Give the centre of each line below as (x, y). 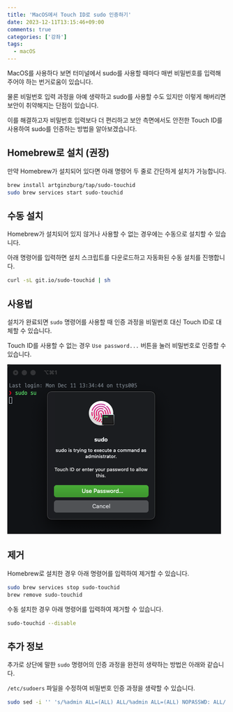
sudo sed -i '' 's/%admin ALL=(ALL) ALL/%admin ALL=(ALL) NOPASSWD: (109, 702)
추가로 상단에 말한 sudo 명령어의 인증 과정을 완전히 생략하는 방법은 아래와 (106, 665)
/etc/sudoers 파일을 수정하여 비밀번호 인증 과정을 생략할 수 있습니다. (101, 688)
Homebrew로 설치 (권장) (58, 153)
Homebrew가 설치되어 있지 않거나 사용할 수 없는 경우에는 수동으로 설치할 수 (111, 234)
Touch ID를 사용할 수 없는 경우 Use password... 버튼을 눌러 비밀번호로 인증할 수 (117, 346)
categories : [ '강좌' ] (37, 37)
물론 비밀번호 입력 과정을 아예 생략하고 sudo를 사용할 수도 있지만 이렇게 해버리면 (116, 97)
